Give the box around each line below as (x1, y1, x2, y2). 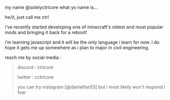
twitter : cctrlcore (17, 74, 54, 80)
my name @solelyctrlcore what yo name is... (5, 5, 98, 10)
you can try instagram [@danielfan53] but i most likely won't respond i (17, 84, 165, 90)
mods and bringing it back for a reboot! (5, 29, 87, 35)
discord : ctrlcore (17, 64, 54, 70)
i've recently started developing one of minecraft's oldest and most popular (5, 24, 164, 30)
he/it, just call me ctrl (5, 14, 49, 20)
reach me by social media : (5, 54, 62, 60)
